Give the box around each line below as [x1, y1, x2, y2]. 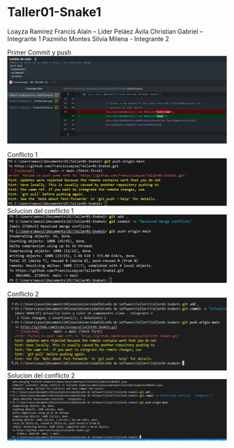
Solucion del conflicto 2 [7, 371, 75, 380]
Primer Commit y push [7, 48, 72, 56]
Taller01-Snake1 [7, 4, 102, 20]
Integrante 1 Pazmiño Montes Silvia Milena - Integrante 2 [7, 34, 169, 43]
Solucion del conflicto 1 [7, 207, 75, 215]
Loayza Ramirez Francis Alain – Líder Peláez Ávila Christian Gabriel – [7, 27, 203, 36]
